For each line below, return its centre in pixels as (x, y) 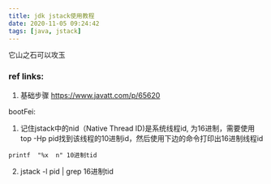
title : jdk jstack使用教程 (52, 16)
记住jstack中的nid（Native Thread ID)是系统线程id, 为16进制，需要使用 (138, 128)
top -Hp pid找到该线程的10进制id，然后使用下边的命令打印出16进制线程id (142, 138)
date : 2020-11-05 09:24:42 (54, 24)
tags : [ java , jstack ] (45, 31)
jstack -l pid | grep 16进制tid (67, 171)
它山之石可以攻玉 (37, 55)
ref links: (26, 76)
